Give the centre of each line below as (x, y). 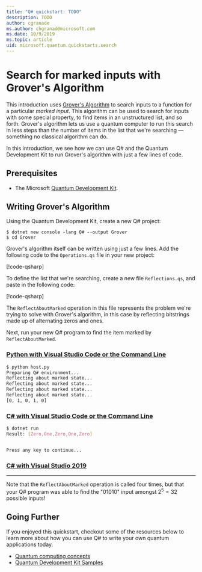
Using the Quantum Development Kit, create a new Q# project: (84, 221)
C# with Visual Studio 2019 (47, 466)
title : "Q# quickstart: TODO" (44, 12)
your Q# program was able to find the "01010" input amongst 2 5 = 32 (92, 491)
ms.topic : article (29, 40)
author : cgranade (28, 23)
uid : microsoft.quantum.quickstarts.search (62, 46)
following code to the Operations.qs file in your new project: (81, 255)
